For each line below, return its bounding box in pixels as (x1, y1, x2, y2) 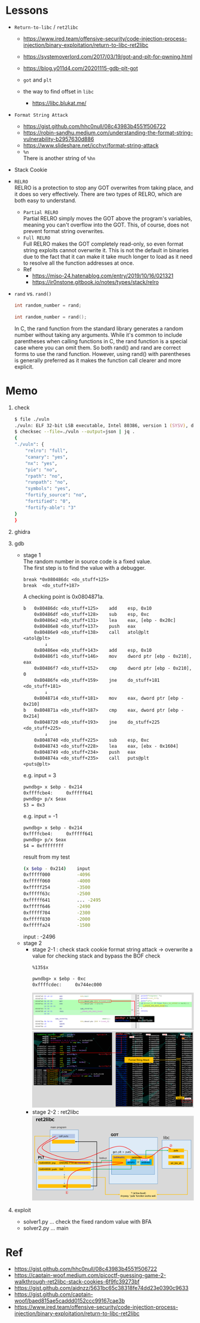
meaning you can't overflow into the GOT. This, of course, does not (23, 221, 189, 228)
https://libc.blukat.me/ (32, 99, 87, 107)
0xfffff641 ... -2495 (23, 897, 101, 903)
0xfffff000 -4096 (23, 872, 91, 878)
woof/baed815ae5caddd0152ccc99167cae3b (14, 1297, 125, 1304)
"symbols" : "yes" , (25, 486, 71, 492)
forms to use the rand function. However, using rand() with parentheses (14, 350, 191, 357)
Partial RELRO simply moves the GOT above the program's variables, (23, 215, 192, 222)
